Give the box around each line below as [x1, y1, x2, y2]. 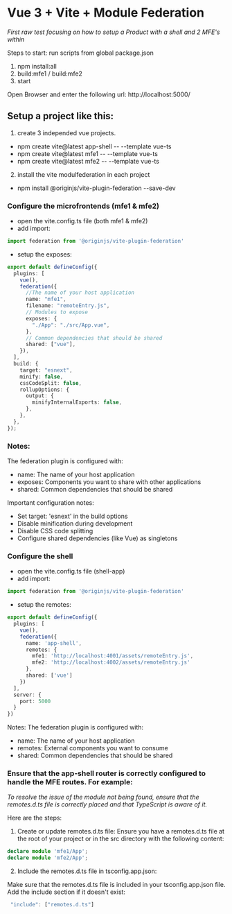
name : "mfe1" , [25, 296, 67, 303]
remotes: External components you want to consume [17, 744, 168, 752]
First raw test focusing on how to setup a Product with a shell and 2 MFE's [7, 28, 220, 36]
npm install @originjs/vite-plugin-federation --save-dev [17, 184, 176, 192]
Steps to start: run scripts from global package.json [7, 49, 154, 57]
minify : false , [19, 373, 64, 380]
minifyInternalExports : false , [32, 399, 123, 406]
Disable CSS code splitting [17, 526, 93, 535]
